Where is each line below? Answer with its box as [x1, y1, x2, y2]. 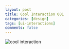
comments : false [5, 25, 38, 30]
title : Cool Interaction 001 [5, 12, 64, 17]
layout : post [5, 7, 32, 12]
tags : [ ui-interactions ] [5, 21, 55, 26]
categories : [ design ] [5, 16, 49, 21]
